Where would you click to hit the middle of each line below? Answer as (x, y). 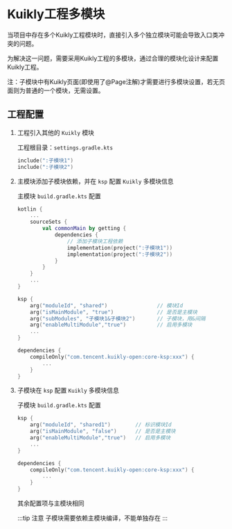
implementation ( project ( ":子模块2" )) (120, 254)
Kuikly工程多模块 (56, 14)
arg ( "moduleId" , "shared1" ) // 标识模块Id (101, 425)
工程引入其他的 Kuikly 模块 (56, 132)
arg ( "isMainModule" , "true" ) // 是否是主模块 (114, 312)
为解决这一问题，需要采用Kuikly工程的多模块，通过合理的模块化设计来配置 (113, 58)
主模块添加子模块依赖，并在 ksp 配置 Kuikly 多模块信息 (95, 181)
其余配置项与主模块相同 (51, 503)
